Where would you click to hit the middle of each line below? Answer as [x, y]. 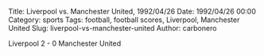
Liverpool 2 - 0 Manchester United [65, 43]
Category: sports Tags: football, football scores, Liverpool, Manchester [124, 20]
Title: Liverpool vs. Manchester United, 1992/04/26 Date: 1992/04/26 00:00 [132, 11]
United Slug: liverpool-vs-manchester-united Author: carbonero [113, 28]
